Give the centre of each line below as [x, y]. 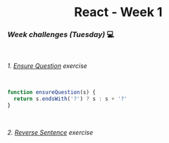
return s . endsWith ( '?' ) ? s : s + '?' [71, 99]
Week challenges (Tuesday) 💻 [61, 34]
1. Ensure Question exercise [48, 66]
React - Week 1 [118, 12]
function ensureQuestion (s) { [52, 93]
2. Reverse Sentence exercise [50, 132]
